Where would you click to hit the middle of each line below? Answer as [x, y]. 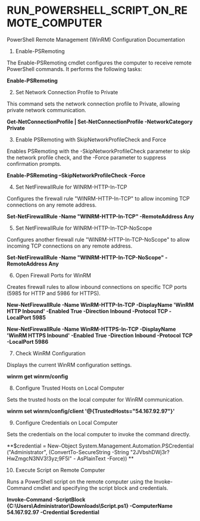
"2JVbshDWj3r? [150, 452]
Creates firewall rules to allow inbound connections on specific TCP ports [97, 286]
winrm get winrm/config [37, 376]
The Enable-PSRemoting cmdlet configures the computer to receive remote [99, 63]
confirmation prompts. [34, 164]
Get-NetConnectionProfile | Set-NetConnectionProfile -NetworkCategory [100, 121]
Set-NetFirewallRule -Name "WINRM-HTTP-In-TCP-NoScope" [85, 257]
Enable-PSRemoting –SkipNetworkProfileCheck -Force [76, 175]
